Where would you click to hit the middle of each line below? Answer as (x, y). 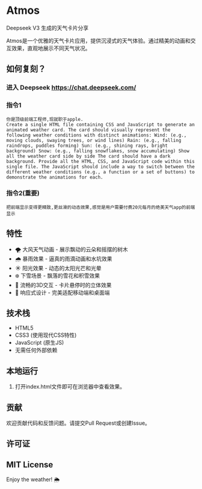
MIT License (30, 465)
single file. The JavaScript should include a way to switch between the (101, 167)
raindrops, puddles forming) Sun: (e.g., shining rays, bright (87, 146)
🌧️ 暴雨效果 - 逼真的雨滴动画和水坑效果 (63, 259)
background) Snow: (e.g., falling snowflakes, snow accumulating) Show (98, 151)
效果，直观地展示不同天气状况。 (51, 48)
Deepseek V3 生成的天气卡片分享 (47, 28)
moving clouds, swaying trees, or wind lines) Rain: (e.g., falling (94, 140)
